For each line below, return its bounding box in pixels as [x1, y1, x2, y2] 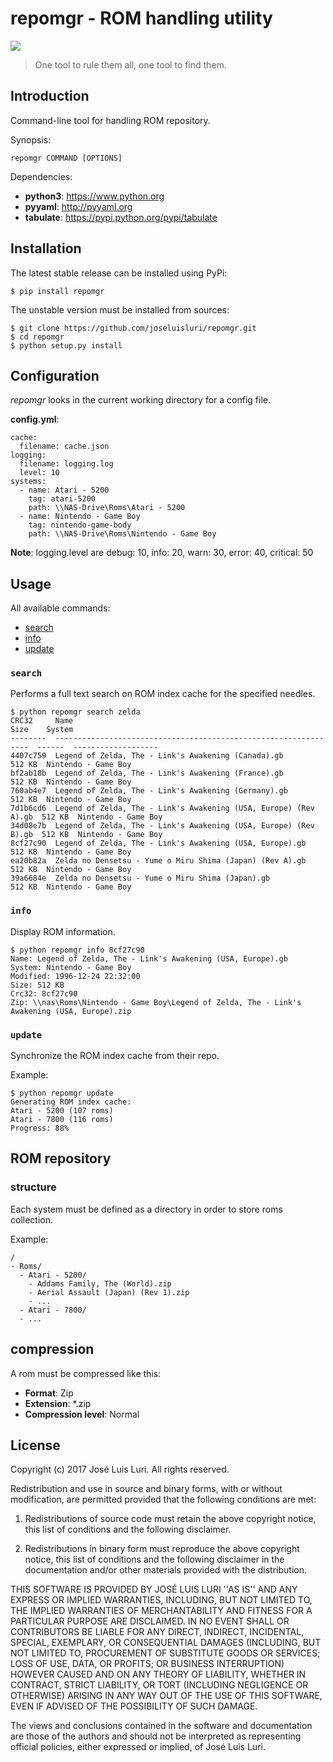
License [10, 1437, 61, 1454]
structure [10, 1180, 57, 1194]
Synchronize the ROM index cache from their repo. [10, 1050, 220, 1062]
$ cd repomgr [10, 332, 65, 342]
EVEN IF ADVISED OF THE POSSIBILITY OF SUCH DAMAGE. [10, 1700, 258, 1712]
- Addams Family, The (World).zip [28, 1278, 172, 1289]
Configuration [10, 367, 100, 384]
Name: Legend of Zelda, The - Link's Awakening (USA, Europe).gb [10, 953, 288, 964]
